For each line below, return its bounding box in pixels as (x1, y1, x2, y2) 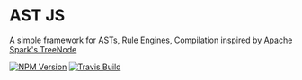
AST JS (9, 5, 66, 26)
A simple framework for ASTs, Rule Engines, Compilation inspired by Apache (9, 35, 293, 45)
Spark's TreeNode (9, 44, 77, 54)
